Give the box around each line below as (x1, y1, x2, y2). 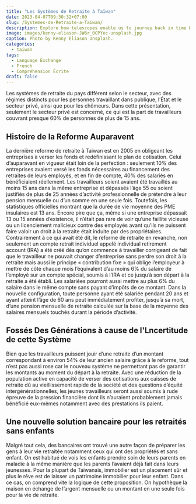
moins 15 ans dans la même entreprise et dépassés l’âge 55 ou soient (6, 184, 173, 191)
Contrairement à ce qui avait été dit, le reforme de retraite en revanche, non (6, 234, 188, 241)
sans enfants (6, 426, 54, 436)
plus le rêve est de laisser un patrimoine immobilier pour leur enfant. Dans (6, 472, 184, 479)
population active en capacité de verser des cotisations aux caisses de (6, 375, 177, 382)
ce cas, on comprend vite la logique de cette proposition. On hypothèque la (6, 479, 188, 486)
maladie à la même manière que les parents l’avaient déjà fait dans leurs (6, 460, 179, 467)
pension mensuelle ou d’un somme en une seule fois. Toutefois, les (6, 196, 167, 203)
